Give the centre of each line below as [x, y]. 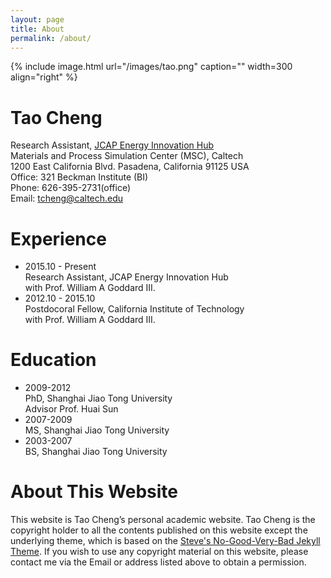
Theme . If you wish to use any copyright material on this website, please [159, 552]
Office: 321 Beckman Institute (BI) [79, 177]
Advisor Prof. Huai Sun [71, 409]
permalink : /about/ [51, 38]
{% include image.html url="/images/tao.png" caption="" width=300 [151, 67]
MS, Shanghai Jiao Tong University [97, 430]
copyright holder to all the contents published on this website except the [159, 530]
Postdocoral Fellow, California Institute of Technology [134, 309]
